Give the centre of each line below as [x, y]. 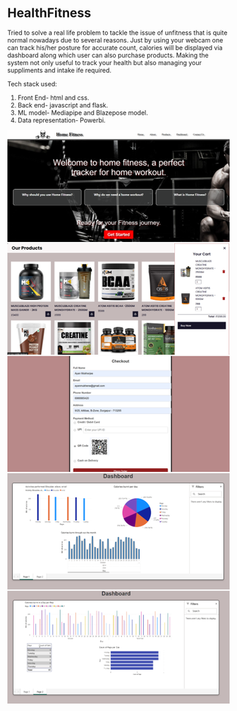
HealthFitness [49, 13]
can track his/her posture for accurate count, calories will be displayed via [115, 47]
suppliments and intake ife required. [59, 70]
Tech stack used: [32, 83]
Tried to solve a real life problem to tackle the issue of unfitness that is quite [117, 33]
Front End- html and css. [53, 98]
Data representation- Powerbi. [61, 120]
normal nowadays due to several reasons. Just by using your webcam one [115, 40]
